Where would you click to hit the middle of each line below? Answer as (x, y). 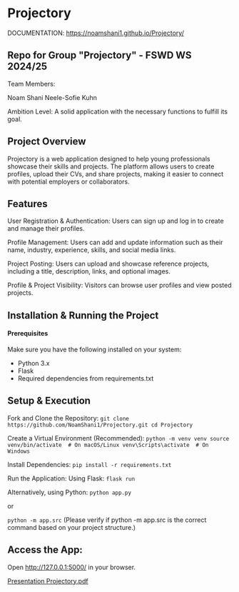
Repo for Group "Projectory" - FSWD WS (100, 55)
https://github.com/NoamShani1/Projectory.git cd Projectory (100, 425)
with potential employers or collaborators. (68, 181)
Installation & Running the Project (83, 315)
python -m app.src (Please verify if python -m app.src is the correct (107, 520)
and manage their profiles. (46, 229)
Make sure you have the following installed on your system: (95, 349)
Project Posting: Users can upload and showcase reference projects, (108, 264)
